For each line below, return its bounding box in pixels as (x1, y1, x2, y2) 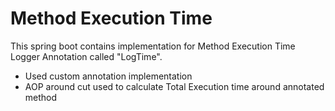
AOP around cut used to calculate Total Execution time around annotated (24, 80, 325, 92)
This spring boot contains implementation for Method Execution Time (10, 40, 296, 52)
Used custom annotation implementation (24, 70, 193, 82)
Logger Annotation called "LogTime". (10, 50, 163, 62)
